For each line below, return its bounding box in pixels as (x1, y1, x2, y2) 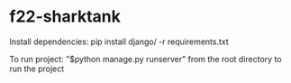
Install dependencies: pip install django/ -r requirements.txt (9, 36, 230, 47)
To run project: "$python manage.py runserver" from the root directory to (9, 53, 282, 64)
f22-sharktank (9, 6, 122, 27)
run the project (9, 63, 65, 74)
